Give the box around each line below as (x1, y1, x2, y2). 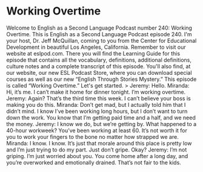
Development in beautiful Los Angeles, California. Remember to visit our (6, 43, 186, 51)
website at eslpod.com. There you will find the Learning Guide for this (6, 49, 181, 57)
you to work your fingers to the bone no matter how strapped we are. (6, 133, 179, 140)
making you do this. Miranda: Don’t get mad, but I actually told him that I (6, 101, 186, 108)
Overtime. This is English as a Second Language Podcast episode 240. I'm (6, 30, 192, 37)
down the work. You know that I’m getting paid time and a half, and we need (6, 113, 196, 121)
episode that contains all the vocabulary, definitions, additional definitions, (6, 56, 192, 63)
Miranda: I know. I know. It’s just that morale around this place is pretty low (6, 139, 192, 147)
